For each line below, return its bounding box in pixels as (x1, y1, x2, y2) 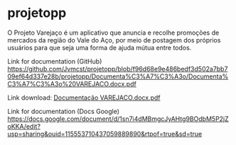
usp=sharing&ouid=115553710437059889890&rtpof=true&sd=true (7, 129, 203, 138)
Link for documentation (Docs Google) (7, 107, 119, 115)
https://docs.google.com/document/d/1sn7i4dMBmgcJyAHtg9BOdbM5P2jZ (7, 115, 229, 123)
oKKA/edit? (7, 122, 41, 130)
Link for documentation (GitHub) (7, 57, 102, 65)
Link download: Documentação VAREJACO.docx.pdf (7, 93, 161, 102)
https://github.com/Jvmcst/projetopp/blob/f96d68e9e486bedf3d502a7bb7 (7, 64, 228, 73)
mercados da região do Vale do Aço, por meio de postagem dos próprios (7, 35, 221, 44)
